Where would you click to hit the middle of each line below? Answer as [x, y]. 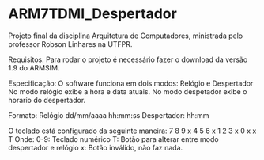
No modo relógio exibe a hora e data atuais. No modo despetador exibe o [128, 91]
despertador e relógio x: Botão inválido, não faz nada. [96, 147]
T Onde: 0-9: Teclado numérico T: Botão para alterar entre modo [113, 139]
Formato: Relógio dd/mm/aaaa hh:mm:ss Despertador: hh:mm [109, 115]
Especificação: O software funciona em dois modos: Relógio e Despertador [131, 83]
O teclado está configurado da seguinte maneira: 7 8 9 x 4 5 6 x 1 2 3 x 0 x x [132, 131]
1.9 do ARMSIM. [34, 67]
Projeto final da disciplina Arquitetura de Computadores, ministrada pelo [126, 36]
